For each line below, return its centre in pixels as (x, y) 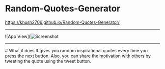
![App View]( (18, 36)
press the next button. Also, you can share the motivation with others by (78, 56)
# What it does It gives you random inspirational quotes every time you (77, 50)
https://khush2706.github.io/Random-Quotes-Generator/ (62, 22)
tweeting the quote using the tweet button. (48, 61)
